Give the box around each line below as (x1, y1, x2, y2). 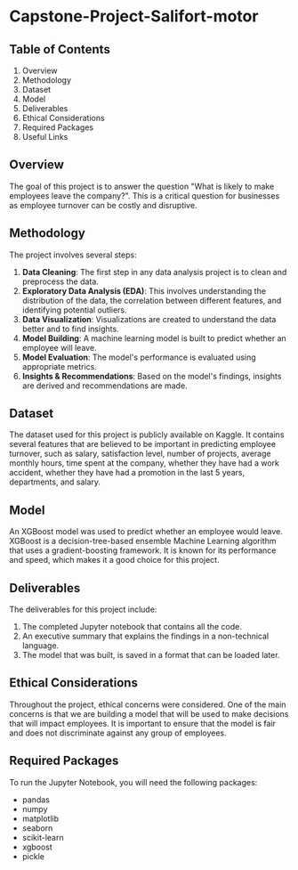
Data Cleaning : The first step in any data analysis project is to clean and (21, 266, 287, 277)
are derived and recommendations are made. (21, 380, 189, 391)
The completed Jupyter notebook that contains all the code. (21, 622, 242, 632)
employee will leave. (21, 342, 97, 353)
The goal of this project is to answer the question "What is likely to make (9, 181, 275, 191)
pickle (21, 850, 44, 861)
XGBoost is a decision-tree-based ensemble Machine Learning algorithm (9, 536, 277, 547)
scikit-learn (21, 832, 64, 842)
